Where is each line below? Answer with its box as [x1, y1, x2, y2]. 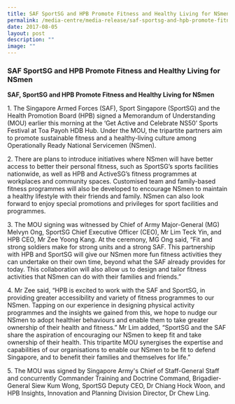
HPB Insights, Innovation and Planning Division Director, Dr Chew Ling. [7, 389, 211, 398]
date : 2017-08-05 [7, 23, 58, 30]
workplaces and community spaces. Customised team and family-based [7, 177, 216, 186]
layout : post [7, 29, 45, 37]
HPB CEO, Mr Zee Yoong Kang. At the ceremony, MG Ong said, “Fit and [7, 235, 213, 244]
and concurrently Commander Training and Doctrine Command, [7, 374, 191, 382]
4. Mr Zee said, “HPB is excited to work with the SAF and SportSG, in [7, 286, 206, 295]
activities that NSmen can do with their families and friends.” [7, 272, 182, 281]
